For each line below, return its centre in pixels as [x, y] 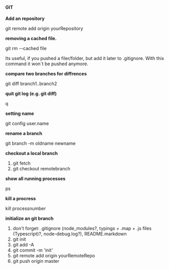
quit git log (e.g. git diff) [31, 94]
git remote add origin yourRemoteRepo [54, 256]
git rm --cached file [26, 48]
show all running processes [35, 179]
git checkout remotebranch [42, 169]
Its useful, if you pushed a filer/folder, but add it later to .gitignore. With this [85, 59]
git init [19, 239]
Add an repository [25, 18]
